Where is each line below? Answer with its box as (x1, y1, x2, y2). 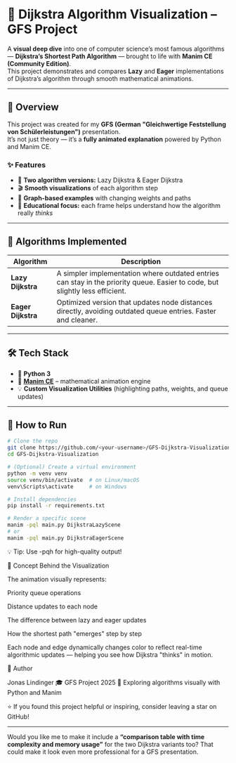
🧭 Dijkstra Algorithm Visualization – (7, 6, 218, 22)
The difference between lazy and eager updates (7, 615, 147, 624)
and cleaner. (56, 315, 98, 325)
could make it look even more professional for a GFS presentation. (7, 748, 199, 756)
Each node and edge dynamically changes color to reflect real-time (7, 643, 202, 651)
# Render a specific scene (7, 515, 86, 522)
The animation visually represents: (7, 575, 107, 583)
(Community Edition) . (7, 59, 72, 67)
